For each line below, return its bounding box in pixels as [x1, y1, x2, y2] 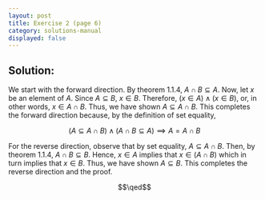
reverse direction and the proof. [8, 167, 113, 177]
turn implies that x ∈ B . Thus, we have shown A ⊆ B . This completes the [8, 158, 248, 168]
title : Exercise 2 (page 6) [8, 19, 102, 27]
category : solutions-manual [8, 26, 102, 34]
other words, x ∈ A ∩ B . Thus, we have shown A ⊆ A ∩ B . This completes [8, 102, 251, 112]
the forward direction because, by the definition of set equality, [8, 110, 216, 120]
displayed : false [8, 34, 66, 42]
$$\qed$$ [117, 182, 152, 192]
